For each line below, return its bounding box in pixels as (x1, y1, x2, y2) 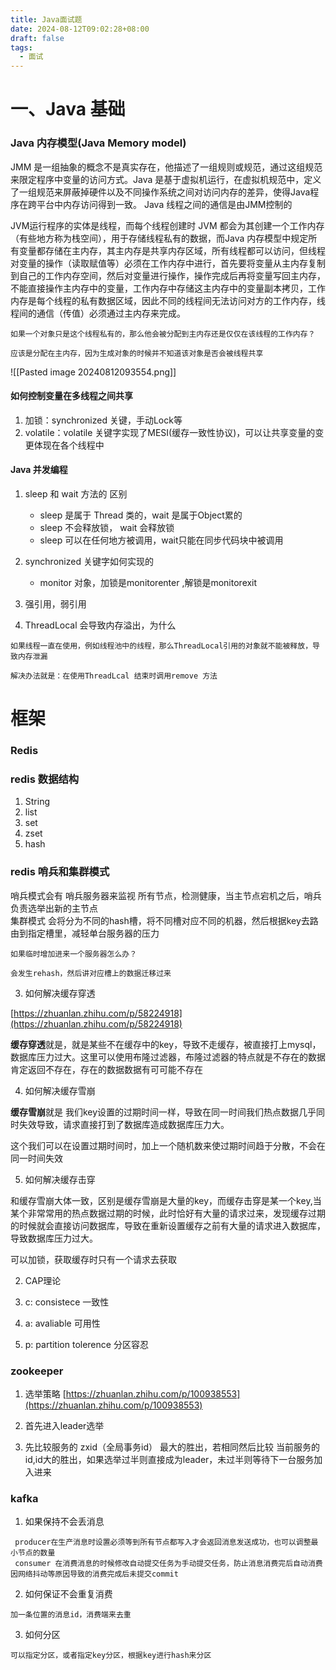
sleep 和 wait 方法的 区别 (24, 488, 128, 500)
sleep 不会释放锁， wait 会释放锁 (39, 522, 175, 534)
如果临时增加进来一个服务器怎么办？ (10, 949, 138, 959)
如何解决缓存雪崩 (24, 1084, 96, 1096)
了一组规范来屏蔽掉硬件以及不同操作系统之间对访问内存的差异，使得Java (10, 186, 311, 198)
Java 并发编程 (10, 464, 68, 476)
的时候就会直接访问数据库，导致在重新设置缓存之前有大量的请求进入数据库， (10, 1219, 326, 1231)
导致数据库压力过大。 (10, 1232, 98, 1244)
